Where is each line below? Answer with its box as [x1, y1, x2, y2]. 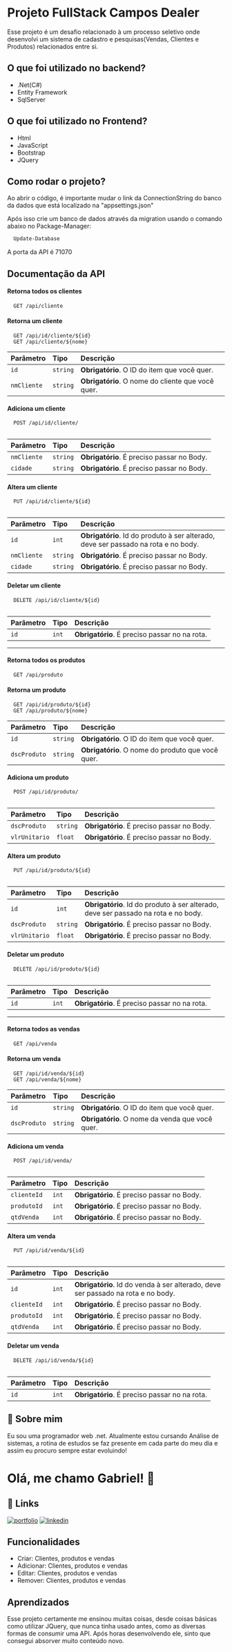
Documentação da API [7, 268, 106, 280]
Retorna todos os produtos [7, 656, 86, 664]
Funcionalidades [7, 1536, 81, 1548]
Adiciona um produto [7, 773, 69, 781]
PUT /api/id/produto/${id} [13, 867, 91, 874]
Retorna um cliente [7, 317, 63, 325]
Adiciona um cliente [7, 404, 66, 412]
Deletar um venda [7, 1341, 59, 1350]
